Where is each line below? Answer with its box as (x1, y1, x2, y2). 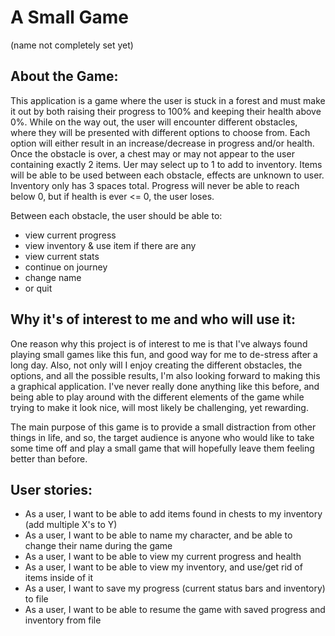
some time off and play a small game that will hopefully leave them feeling (10, 442, 315, 454)
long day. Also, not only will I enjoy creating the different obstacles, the (10, 359, 303, 371)
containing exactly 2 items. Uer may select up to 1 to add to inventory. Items (10, 158, 323, 170)
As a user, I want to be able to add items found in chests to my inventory (24, 508, 323, 520)
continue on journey (24, 261, 108, 273)
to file (24, 593, 49, 605)
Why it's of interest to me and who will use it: (10, 311, 296, 328)
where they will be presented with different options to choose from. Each (10, 126, 311, 138)
